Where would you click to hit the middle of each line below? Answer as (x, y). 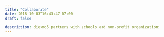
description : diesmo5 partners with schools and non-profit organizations (83, 27)
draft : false (18, 18)
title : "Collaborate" (27, 9)
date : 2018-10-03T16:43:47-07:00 (39, 14)
